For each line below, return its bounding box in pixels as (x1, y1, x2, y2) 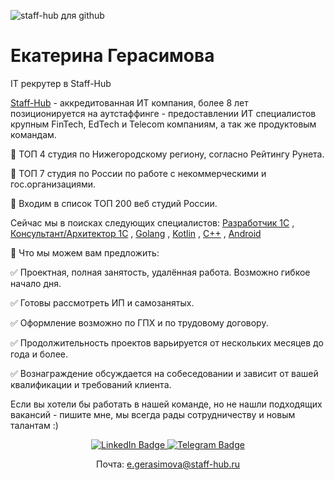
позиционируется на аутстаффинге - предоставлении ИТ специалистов (10, 107, 317, 119)
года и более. (10, 348, 68, 360)
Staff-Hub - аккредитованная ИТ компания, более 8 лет (10, 96, 249, 109)
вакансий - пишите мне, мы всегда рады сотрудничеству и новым (10, 408, 296, 420)
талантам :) (10, 419, 59, 431)
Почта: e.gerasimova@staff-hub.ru (95, 458, 240, 470)
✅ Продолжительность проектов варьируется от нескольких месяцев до (10, 336, 324, 349)
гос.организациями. (10, 178, 97, 190)
